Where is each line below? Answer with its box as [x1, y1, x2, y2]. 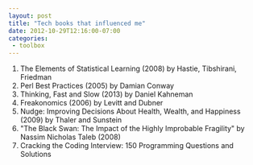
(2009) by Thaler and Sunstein [19, 115, 122, 125]
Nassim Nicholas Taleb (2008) [19, 132, 121, 142]
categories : [8, 34, 48, 43]
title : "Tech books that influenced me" [8, 19, 147, 27]
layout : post [8, 11, 52, 20]
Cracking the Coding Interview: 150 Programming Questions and [19, 141, 234, 151]
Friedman [19, 72, 52, 82]
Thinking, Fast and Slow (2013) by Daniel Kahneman [19, 89, 193, 99]
